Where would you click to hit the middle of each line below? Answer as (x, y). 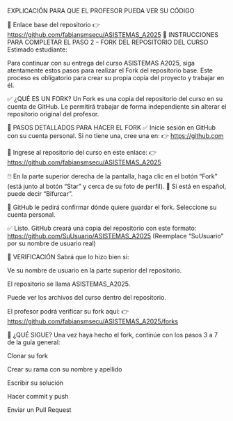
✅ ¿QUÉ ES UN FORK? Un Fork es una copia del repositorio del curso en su (115, 99)
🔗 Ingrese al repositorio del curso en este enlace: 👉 (82, 152)
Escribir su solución (35, 383)
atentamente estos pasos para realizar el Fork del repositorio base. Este (110, 70)
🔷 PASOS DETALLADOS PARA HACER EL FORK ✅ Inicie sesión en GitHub (112, 128)
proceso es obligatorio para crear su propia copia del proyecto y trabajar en (116, 78)
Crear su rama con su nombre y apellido (65, 369)
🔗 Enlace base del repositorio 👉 (54, 25)
